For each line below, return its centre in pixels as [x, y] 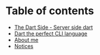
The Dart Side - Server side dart [54, 27]
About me [26, 40]
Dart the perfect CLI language [51, 33]
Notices [24, 46]
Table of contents [50, 11]
